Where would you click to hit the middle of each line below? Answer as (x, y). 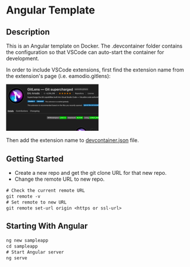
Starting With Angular (47, 226)
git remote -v (23, 197)
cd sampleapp (22, 246)
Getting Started (35, 159)
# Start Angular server (35, 252)
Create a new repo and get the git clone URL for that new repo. (91, 173)
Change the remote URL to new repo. (60, 179)
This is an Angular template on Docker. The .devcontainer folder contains (94, 46)
